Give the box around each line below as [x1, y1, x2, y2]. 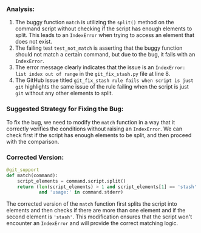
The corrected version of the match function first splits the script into [6, 200, 177, 208]
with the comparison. [6, 138, 60, 145]
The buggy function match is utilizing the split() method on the [15, 19, 174, 26]
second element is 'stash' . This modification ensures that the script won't [6, 213, 192, 220]
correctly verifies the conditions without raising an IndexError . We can [6, 125, 183, 132]
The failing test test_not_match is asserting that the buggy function [15, 44, 183, 52]
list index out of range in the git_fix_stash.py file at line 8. [15, 70, 171, 78]
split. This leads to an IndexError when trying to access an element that [15, 32, 194, 39]
